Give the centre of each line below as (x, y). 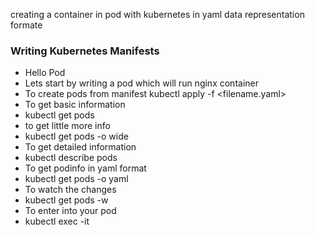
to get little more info (67, 126)
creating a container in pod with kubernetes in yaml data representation (157, 14)
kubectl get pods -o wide (76, 136)
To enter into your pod (70, 211)
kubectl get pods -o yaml (76, 179)
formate (26, 25)
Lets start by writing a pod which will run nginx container (141, 83)
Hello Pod (45, 73)
